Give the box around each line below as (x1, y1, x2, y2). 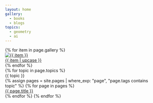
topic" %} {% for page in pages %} (5, 83, 75, 89)
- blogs (9, 20, 25, 26)
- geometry (9, 29, 31, 34)
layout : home (5, 7, 31, 12)
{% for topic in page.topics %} (5, 67, 66, 73)
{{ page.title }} (5, 88, 34, 94)
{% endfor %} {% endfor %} (5, 93, 61, 99)
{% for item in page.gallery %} (5, 47, 66, 53)
